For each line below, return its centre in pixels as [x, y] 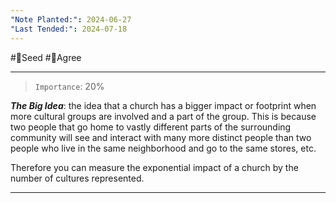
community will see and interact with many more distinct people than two [161, 137]
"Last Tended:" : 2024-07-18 [69, 29]
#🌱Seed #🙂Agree [46, 57]
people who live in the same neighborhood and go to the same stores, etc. [163, 148]
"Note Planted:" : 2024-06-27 [71, 19]
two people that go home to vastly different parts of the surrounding [151, 127]
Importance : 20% [69, 86]
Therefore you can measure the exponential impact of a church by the [154, 167]
